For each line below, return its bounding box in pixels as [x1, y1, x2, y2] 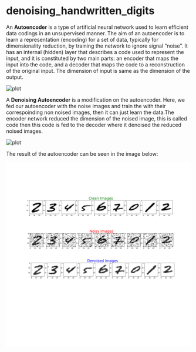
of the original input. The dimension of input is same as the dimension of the [6, 67, 191, 74]
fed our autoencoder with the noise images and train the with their [6, 102, 166, 109]
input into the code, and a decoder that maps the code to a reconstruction [6, 61, 185, 68]
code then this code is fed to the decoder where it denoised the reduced [6, 121, 182, 128]
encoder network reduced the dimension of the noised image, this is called [6, 115, 188, 122]
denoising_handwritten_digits [6, 4, 155, 18]
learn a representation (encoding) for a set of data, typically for [6, 36, 159, 43]
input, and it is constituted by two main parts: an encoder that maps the [6, 55, 179, 62]
